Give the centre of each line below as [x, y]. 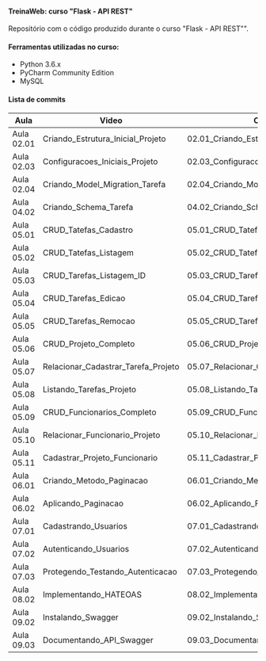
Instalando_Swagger [80, 617]
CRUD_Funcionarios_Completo [99, 412]
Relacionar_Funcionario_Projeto [101, 434]
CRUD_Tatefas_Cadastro [87, 230]
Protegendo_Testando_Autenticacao [110, 571]
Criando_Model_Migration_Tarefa [104, 184]
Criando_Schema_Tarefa [88, 207]
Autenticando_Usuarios [85, 548]
